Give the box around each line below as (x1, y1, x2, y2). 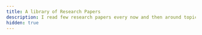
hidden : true (6, 20, 39, 26)
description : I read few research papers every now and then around (6, 14, 182, 20)
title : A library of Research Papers (6, 8, 101, 15)
